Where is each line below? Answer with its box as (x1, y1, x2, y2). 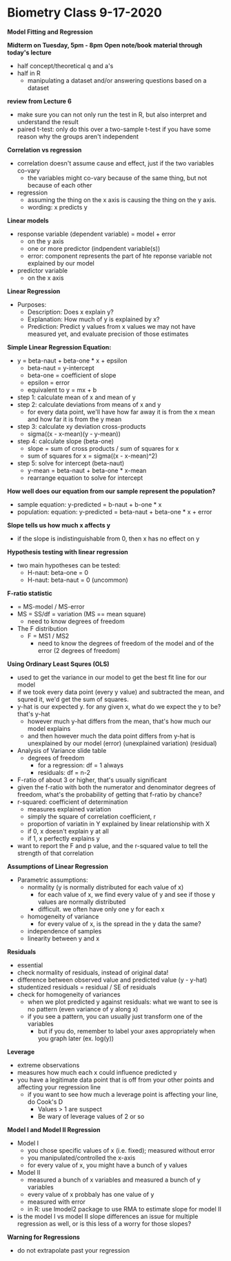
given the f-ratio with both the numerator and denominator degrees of (17, 783, 216, 791)
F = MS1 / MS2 (27, 632, 70, 640)
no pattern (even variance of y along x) (27, 1005, 139, 1013)
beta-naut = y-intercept (27, 363, 94, 372)
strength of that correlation (17, 849, 94, 857)
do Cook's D (27, 1098, 63, 1106)
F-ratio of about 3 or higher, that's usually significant (17, 776, 168, 784)
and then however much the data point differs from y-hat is (27, 732, 195, 740)
